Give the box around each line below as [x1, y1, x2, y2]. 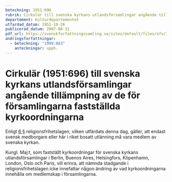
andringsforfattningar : [5, 36, 56, 42]
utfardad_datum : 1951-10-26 [5, 22, 66, 27]
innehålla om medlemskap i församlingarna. [5, 171, 97, 177]
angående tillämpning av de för [5, 89, 141, 101]
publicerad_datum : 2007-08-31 [5, 27, 70, 32]
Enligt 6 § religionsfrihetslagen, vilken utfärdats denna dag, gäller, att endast [5, 128, 166, 134]
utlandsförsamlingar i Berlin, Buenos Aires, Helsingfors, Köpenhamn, [5, 154, 149, 160]
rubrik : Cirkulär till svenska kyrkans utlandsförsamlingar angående [5, 12, 157, 17]
